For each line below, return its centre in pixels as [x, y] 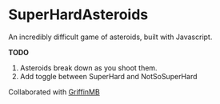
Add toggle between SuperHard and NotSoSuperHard [108, 76]
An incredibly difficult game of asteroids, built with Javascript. [110, 37]
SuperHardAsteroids [78, 15]
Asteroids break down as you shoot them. [88, 68]
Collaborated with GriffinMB [54, 92]
